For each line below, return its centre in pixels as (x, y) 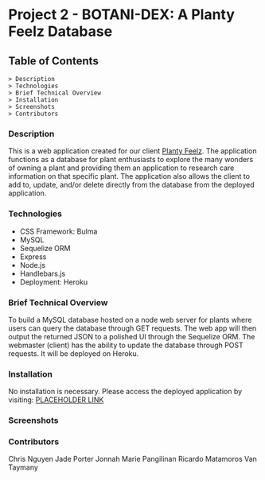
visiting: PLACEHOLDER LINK (56, 400)
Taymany (23, 467)
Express (33, 257)
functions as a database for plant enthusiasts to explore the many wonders (131, 160)
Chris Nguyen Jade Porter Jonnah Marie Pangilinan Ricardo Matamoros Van (132, 459)
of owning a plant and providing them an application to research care (121, 168)
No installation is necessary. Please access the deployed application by (125, 392)
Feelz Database (60, 31)
